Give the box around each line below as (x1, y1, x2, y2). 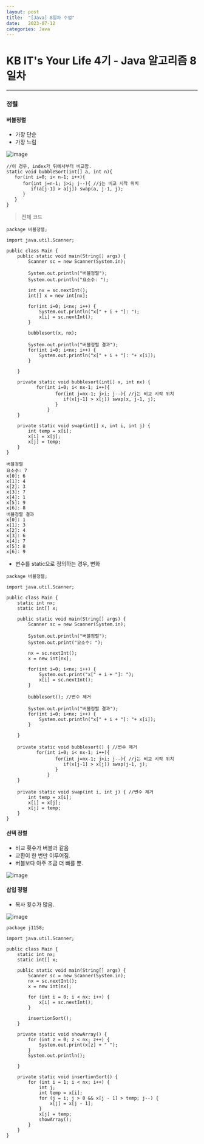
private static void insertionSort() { (17, 1073, 118, 1080)
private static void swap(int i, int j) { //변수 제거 (17, 789, 154, 795)
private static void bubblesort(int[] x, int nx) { (17, 379, 151, 385)
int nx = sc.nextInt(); (28, 287, 88, 294)
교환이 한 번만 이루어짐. (15, 851, 71, 859)
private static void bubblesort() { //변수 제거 (17, 744, 138, 750)
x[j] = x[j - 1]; (49, 1100, 94, 1106)
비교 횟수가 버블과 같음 (15, 844, 69, 851)
